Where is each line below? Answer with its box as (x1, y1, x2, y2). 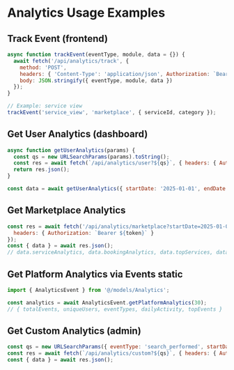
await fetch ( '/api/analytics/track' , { (13, 57, 130, 64)
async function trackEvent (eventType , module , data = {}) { (7, 51, 186, 58)
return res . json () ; (13, 166, 70, 174)
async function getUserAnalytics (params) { (7, 146, 136, 154)
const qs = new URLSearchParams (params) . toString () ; (13, 153, 170, 160)
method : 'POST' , (19, 64, 68, 71)
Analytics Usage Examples (7, 5, 166, 21)
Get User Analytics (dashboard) (7, 128, 148, 140)
